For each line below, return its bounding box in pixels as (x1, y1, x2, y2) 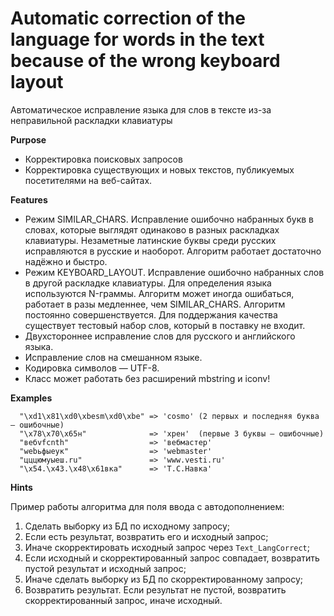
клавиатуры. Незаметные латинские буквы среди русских (24, 234, 277, 246)
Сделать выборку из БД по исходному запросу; (24, 520, 231, 532)
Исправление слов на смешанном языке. (24, 351, 203, 363)
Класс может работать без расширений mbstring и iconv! (24, 372, 271, 384)
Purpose (10, 133, 47, 146)
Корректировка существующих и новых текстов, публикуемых (24, 163, 295, 176)
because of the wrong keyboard (10, 50, 281, 72)
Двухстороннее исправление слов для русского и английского (24, 330, 296, 342)
